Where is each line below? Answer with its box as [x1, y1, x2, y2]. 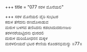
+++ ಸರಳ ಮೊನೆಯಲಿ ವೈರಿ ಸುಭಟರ [5, 14, 59, 19]
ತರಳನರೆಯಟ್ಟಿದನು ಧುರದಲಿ [5, 30, 44, 36]
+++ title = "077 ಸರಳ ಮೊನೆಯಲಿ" [5, 4, 64, 10]
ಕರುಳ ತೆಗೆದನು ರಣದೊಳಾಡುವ [5, 19, 49, 25]
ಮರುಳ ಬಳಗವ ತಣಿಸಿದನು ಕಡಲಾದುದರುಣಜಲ [5, 25, 72, 30]
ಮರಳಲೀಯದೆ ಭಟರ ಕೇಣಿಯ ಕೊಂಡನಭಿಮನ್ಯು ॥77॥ [5, 41, 83, 46]
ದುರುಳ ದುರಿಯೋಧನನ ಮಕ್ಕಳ [5, 36, 48, 41]
